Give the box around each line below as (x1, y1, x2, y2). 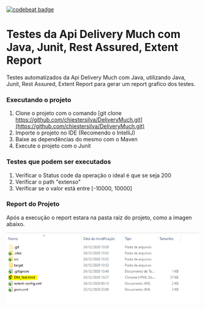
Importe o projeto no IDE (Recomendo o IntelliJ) (15, 129, 136, 136)
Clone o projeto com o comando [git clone (15, 109, 122, 117)
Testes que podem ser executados (6, 157, 111, 166)
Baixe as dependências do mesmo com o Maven (15, 136, 138, 143)
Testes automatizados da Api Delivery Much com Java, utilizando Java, (6, 74, 186, 81)
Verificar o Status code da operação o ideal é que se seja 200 (15, 171, 171, 179)
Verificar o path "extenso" (15, 178, 81, 186)
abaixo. (6, 220, 25, 227)
